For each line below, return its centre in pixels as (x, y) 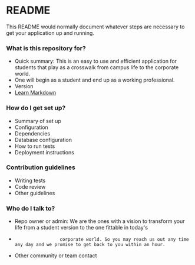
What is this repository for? (46, 48)
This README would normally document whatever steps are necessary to (95, 27)
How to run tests (35, 146)
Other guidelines (35, 193)
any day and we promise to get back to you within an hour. (90, 245)
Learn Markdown (35, 93)
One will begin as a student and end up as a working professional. (95, 80)
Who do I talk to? (31, 208)
